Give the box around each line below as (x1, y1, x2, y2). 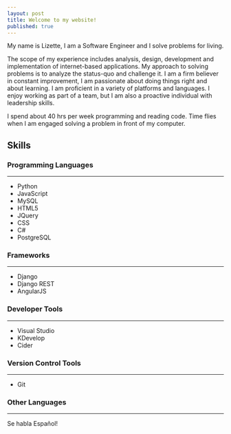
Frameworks (7, 250, 50, 260)
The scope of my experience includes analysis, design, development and (7, 55, 214, 63)
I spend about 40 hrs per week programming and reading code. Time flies (7, 112, 217, 120)
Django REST (16, 280, 55, 288)
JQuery (16, 211, 39, 220)
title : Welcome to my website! (7, 17, 97, 23)
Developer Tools (7, 304, 63, 314)
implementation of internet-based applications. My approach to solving (7, 63, 208, 71)
